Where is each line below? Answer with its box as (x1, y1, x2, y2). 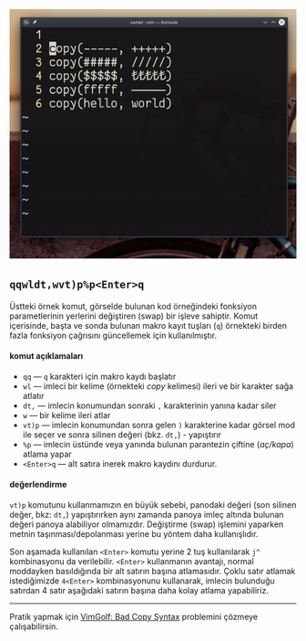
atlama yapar (22, 448, 73, 459)
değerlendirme (9, 479, 67, 490)
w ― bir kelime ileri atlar (22, 409, 111, 420)
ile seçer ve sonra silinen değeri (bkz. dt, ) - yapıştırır (22, 429, 221, 440)
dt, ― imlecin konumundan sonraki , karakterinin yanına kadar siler (22, 400, 277, 411)
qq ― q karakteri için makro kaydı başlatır (22, 371, 177, 382)
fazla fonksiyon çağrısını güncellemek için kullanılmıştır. (9, 330, 217, 341)
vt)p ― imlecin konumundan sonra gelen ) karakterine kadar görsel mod (22, 419, 296, 430)
